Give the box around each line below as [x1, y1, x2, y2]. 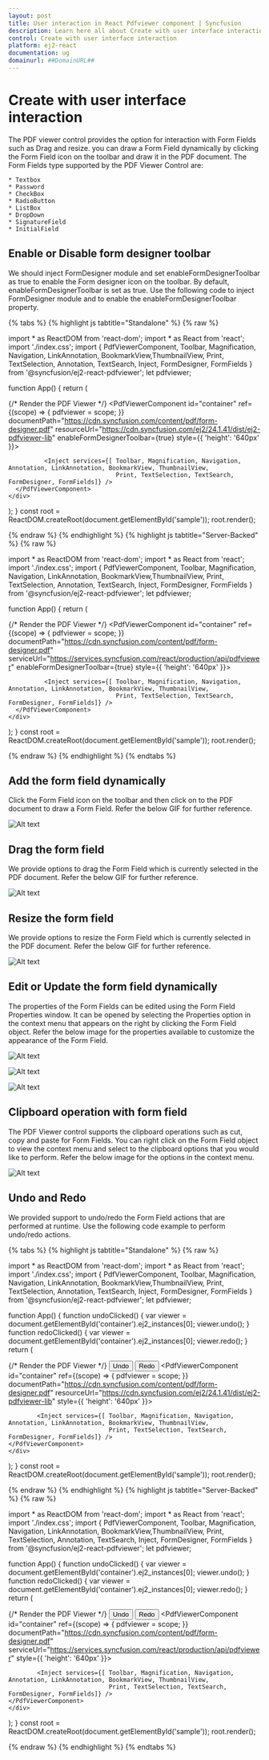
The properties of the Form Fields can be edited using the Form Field [8, 1001, 235, 1011]
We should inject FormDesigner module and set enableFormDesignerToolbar [8, 268, 260, 278]
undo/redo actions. [8, 1229, 71, 1239]
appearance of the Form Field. [8, 1035, 108, 1045]
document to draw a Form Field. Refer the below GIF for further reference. [8, 804, 253, 813]
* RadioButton [8, 197, 56, 205]
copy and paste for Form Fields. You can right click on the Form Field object [8, 1135, 259, 1145]
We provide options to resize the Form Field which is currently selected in [8, 933, 251, 943]
